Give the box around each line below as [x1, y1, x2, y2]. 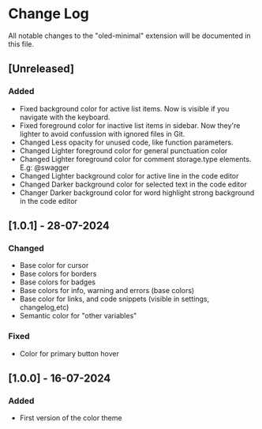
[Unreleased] [8, 62, 75, 76]
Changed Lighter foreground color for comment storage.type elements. [19, 154, 252, 164]
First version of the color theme [19, 413, 122, 423]
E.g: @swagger [19, 163, 69, 172]
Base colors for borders [19, 269, 97, 279]
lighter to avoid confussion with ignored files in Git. [19, 129, 185, 138]
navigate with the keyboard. [19, 112, 110, 122]
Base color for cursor [19, 261, 89, 270]
